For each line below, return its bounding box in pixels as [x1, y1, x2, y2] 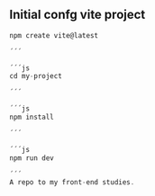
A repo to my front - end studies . [9, 178, 135, 187]
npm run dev [9, 153, 54, 163]
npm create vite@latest [9, 31, 99, 40]
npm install [9, 112, 54, 122]
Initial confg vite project [9, 7, 146, 22]
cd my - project [9, 72, 63, 81]
